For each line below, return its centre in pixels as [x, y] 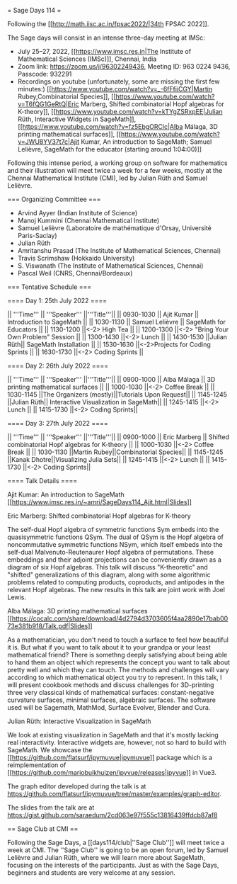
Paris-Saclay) [37, 236]
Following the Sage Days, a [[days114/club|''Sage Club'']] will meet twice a [116, 843]
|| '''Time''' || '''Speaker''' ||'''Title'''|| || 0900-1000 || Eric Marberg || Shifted [118, 437]
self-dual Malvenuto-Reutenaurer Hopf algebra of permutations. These [111, 552]
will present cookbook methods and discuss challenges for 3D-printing [111, 685]
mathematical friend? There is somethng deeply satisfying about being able [117, 655]
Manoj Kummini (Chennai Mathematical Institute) [88, 220]
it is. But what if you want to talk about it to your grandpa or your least [109, 647]
